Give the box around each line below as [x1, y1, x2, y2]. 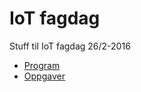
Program [23, 59, 61, 71]
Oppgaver [23, 70, 66, 82]
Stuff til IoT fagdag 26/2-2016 [9, 40, 131, 52]
